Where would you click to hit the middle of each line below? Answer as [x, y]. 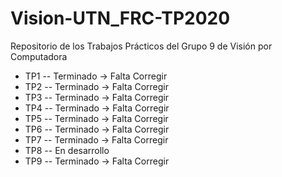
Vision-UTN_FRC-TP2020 [120, 18]
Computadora [39, 56]
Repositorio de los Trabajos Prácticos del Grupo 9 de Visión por [141, 46]
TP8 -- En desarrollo [67, 150]
